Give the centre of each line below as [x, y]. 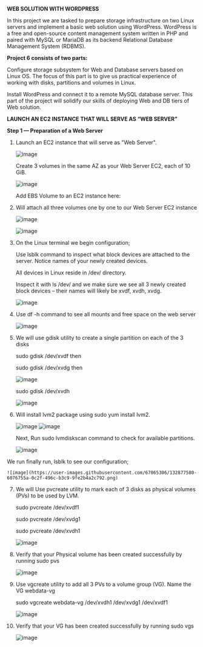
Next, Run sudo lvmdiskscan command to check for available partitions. [105, 438]
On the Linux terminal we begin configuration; [73, 243]
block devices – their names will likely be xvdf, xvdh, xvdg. [88, 291]
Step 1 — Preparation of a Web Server [55, 131]
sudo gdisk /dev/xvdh [43, 391]
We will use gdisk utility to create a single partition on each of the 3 [99, 338]
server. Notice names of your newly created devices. [82, 261]
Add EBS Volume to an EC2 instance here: [68, 196]
